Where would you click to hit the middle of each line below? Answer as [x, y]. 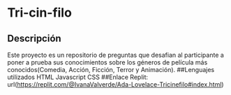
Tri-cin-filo [39, 13]
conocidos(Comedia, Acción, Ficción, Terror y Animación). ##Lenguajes [111, 70]
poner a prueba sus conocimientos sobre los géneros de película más [107, 62]
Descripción [34, 38]
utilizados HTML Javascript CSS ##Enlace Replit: [78, 77]
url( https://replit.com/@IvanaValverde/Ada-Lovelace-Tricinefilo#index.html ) [116, 84]
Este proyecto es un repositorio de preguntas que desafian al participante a [116, 55]
